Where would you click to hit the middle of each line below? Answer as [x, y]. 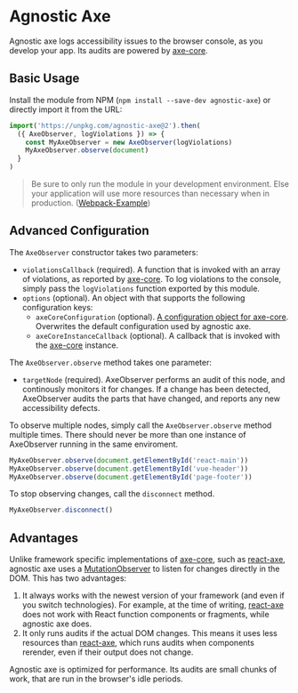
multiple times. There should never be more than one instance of [128, 434]
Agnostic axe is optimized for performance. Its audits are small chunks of [143, 670]
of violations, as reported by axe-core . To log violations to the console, [152, 278]
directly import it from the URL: [66, 109]
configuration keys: [57, 307]
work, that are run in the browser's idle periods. [97, 679]
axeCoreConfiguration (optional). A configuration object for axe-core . [162, 317]
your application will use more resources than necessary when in [150, 193]
